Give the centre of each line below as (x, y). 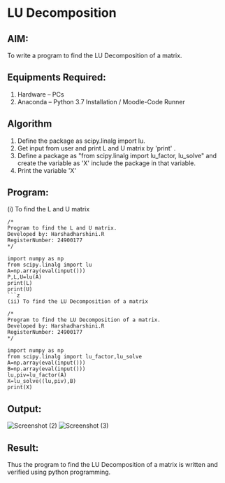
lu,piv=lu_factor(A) (37, 375)
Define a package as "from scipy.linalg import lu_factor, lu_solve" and (117, 155)
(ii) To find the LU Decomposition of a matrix (78, 302)
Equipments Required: (57, 77)
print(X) (20, 387)
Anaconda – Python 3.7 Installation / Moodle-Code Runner (101, 101)
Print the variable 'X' (47, 170)
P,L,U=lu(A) (24, 277)
